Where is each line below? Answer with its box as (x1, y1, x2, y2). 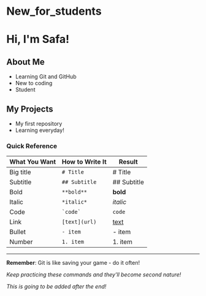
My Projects (6, 104, 53, 114)
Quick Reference (6, 142, 58, 150)
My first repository (15, 120, 63, 127)
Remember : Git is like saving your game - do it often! (6, 259, 140, 267)
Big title (9, 168, 31, 176)
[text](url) (61, 219, 97, 226)
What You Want (9, 157, 56, 166)
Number (9, 238, 33, 246)
